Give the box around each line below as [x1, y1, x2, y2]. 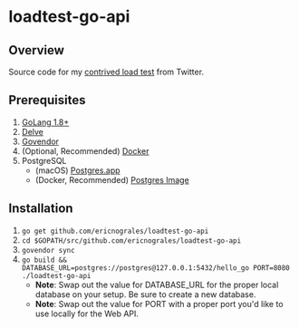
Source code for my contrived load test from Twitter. [8, 66, 205, 77]
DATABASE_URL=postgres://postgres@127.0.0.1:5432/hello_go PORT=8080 [21, 263, 291, 273]
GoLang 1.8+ [21, 116, 70, 128]
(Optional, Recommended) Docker [21, 145, 150, 156]
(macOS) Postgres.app [34, 165, 121, 176]
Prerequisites [8, 92, 86, 108]
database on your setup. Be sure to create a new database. [34, 288, 256, 300]
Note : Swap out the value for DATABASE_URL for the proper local [34, 279, 279, 290]
